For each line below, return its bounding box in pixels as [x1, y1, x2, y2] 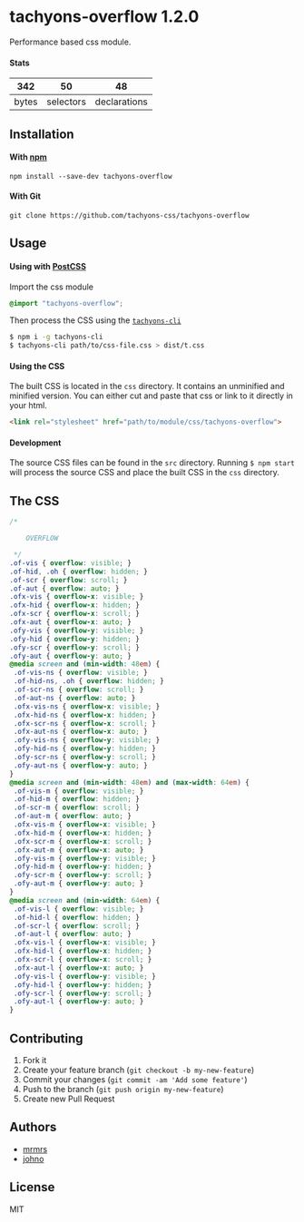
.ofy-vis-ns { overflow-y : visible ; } [13, 736, 161, 745]
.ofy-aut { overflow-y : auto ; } [9, 651, 132, 660]
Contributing [9, 1031, 83, 1046]
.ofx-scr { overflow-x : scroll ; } [9, 610, 141, 619]
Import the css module [9, 281, 93, 292]
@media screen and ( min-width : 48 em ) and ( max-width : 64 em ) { [9, 777, 250, 787]
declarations [94, 95, 148, 108]
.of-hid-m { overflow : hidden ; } [13, 795, 141, 804]
